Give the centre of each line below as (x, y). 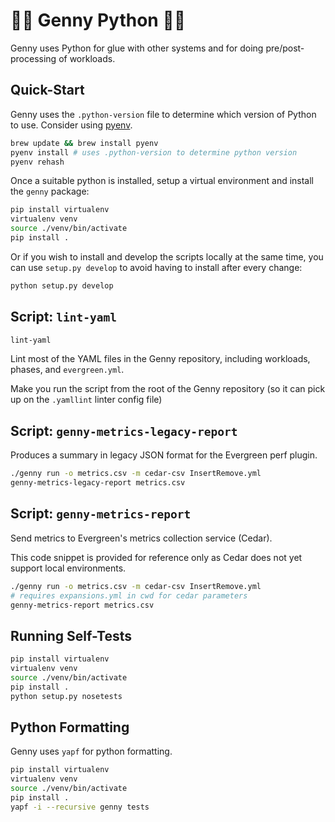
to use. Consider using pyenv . (71, 125)
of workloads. (87, 58)
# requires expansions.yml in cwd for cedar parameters (129, 595)
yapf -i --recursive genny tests (80, 807)
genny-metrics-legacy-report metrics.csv (98, 483)
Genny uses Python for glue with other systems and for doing (137, 48)
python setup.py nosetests (66, 696)
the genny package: (50, 191)
